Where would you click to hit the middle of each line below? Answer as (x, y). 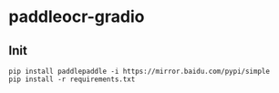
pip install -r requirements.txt (72, 79)
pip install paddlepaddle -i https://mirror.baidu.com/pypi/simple (139, 71)
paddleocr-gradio (77, 17)
